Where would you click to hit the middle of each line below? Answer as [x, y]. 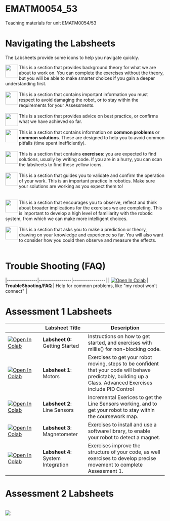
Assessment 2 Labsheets [59, 493]
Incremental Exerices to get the [125, 397]
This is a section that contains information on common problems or [89, 132]
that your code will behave [119, 370]
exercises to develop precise [122, 458]
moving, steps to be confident [123, 363]
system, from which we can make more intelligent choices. [67, 219]
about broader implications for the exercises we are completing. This [91, 208]
